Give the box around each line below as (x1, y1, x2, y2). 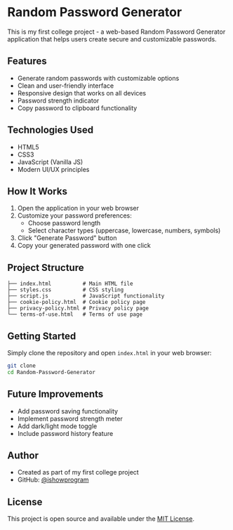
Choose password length (27, 219, 101, 227)
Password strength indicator (17, 96, 100, 105)
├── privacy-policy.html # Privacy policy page (7, 305, 149, 312)
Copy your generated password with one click (17, 241, 151, 250)
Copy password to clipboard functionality (17, 103, 138, 112)
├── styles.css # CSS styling (7, 286, 124, 293)
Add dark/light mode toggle (17, 422, 98, 430)
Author (7, 449, 39, 461)
